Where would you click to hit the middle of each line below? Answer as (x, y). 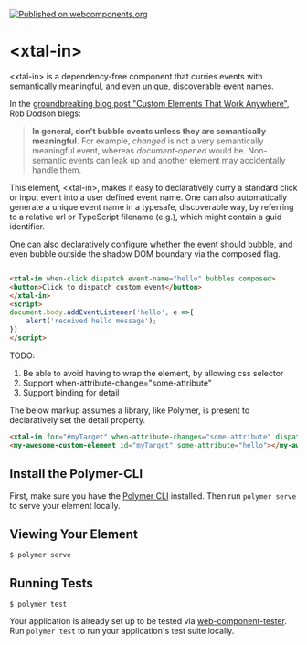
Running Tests (51, 583)
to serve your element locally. (65, 505)
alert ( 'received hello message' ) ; (91, 321)
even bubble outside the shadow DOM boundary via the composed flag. (145, 254)
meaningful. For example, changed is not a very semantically (148, 141)
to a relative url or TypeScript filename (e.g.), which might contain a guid (146, 217)
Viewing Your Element (74, 534)
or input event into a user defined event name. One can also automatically (148, 197)
